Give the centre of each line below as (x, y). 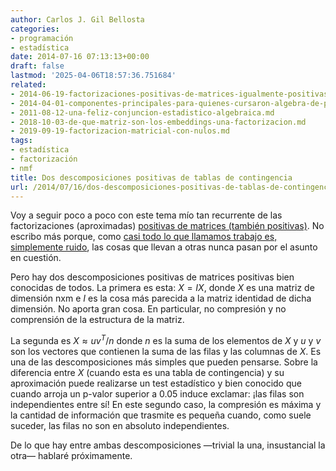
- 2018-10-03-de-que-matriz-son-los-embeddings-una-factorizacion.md (158, 122)
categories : (35, 29)
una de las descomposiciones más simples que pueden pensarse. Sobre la (164, 362)
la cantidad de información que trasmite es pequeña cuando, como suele (161, 415)
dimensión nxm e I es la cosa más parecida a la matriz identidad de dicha (161, 298)
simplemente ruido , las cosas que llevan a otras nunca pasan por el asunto (164, 247)
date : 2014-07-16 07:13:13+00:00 (80, 57)
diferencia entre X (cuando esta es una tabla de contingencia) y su (147, 373)
